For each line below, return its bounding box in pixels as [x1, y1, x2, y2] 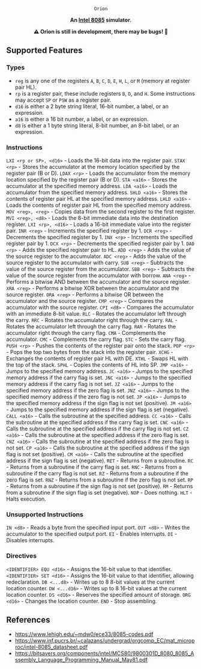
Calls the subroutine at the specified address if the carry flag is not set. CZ [6, 425, 189, 432]
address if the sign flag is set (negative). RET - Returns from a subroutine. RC [6, 457, 194, 464]
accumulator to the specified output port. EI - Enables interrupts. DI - [6, 530, 178, 537]
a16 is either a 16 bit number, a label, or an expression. [14, 115, 149, 123]
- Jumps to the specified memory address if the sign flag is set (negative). [6, 406, 190, 413]
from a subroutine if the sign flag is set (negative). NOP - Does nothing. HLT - [6, 489, 193, 496]
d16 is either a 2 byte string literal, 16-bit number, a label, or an [14, 102, 169, 110]
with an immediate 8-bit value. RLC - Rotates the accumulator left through [6, 310, 187, 317]
